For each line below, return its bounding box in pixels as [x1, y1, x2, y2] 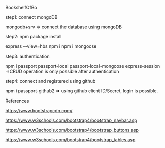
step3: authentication [5, 53, 50, 59]
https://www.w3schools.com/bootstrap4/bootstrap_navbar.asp [5, 117, 137, 123]
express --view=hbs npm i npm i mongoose [5, 43, 97, 50]
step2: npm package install [5, 34, 62, 39]
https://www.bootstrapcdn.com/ [5, 108, 73, 113]
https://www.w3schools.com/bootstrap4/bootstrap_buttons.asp [5, 127, 139, 133]
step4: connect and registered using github [5, 78, 96, 84]
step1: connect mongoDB [5, 14, 58, 20]
